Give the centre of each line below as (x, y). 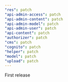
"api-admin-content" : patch (34, 19)
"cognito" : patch (23, 47)
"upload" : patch (21, 61)
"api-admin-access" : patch (33, 14)
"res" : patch (18, 10)
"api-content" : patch (27, 33)
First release (17, 75)
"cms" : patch (18, 42)
